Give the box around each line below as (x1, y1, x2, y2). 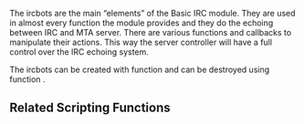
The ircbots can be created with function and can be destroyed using (9, 64, 270, 75)
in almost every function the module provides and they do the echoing (9, 17, 274, 28)
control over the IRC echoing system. (9, 46, 149, 57)
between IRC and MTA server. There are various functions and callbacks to (9, 27, 292, 37)
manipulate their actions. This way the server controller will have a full (9, 36, 272, 47)
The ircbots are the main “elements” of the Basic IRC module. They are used (9, 8, 296, 18)
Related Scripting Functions (9, 100, 171, 116)
